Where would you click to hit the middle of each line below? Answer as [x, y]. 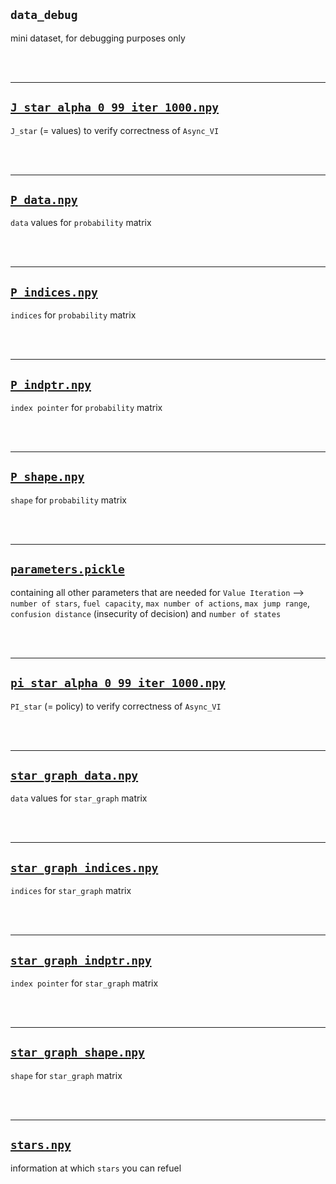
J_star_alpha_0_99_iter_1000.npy [115, 107]
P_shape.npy [47, 477]
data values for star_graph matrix [79, 798]
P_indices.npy [54, 292]
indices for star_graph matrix [71, 891]
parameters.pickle [67, 569]
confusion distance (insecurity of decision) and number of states [146, 613]
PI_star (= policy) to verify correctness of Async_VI [116, 706]
